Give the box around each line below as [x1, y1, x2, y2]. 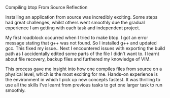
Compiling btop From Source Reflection [5, 5, 88, 10]
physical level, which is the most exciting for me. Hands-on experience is [5, 71, 158, 77]
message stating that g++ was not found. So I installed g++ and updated [5, 40, 157, 46]
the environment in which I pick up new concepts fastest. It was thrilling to [5, 77, 161, 82]
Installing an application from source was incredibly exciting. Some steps [5, 14, 158, 20]
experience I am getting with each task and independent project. [5, 25, 141, 31]
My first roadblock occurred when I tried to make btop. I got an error [5, 35, 148, 40]
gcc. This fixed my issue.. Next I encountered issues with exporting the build [5, 45, 165, 51]
